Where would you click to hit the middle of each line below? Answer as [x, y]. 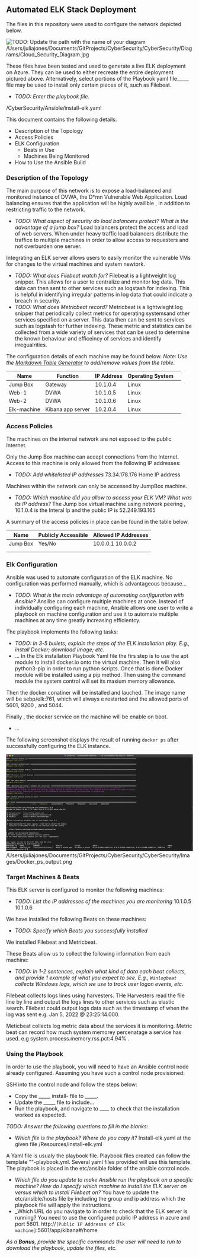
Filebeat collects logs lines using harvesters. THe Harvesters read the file [96, 995]
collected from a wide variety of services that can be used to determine [102, 332]
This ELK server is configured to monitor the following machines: [85, 890]
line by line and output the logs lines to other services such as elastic [90, 1002]
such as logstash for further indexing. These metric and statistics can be [103, 326]
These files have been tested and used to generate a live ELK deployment [96, 66]
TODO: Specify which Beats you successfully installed [81, 931]
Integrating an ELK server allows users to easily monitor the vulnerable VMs [99, 258]
